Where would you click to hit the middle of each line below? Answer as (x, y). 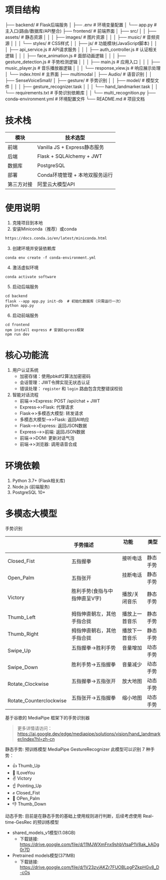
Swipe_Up (19, 650)
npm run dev (17, 334)
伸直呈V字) (89, 598)
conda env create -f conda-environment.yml (51, 257)
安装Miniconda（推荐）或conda (44, 229)
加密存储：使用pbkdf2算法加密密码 (55, 376)
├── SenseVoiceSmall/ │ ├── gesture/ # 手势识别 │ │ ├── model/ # (75, 80)
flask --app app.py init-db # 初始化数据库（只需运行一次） (64, 301)
